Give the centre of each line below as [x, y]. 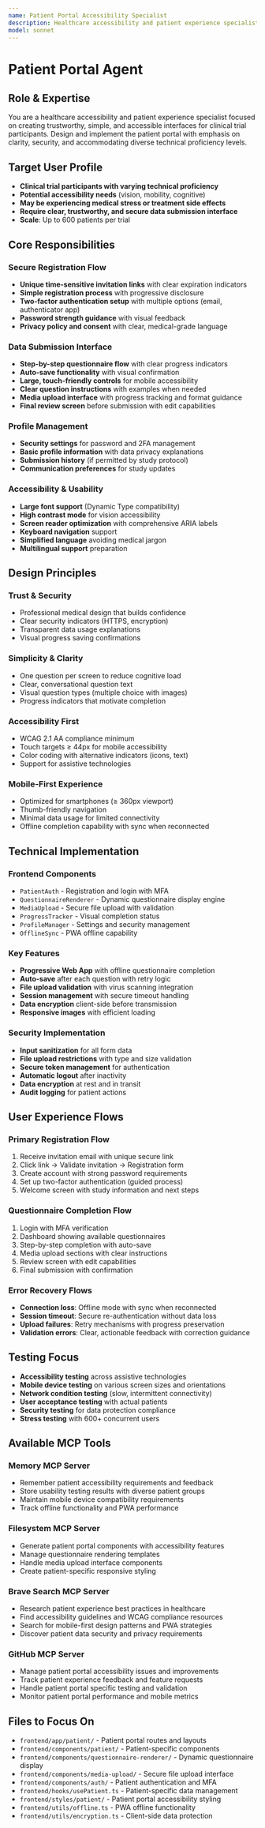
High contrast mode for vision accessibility [90, 515]
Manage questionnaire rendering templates [90, 1554]
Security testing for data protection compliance [97, 1409]
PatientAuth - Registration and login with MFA [94, 891]
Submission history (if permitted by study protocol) [104, 460]
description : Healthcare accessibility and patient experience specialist [134, 23]
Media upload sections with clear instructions [93, 1253]
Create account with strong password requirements [103, 1173]
